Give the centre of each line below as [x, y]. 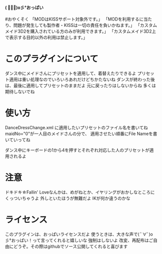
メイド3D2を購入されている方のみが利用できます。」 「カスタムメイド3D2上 [81, 31]
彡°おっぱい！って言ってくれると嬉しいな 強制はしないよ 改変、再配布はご [79, 240]
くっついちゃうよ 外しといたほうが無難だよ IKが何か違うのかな [68, 198]
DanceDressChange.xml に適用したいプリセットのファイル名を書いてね [76, 128]
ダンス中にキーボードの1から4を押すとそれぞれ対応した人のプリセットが [77, 150]
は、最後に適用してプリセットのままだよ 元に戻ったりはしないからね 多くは [81, 86]
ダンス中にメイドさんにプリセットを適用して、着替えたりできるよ [71, 74]
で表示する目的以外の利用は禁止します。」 [46, 38]
